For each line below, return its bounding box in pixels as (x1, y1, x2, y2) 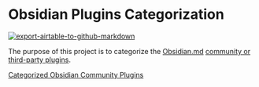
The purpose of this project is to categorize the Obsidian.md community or (8, 46, 250, 56)
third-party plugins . (8, 55, 71, 64)
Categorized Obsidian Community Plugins (8, 70, 144, 79)
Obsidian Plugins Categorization (8, 5, 224, 24)
